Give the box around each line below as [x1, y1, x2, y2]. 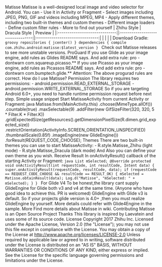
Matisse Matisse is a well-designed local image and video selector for [5, 4, 144, 10]
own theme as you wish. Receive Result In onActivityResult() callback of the [5, 153, 156, 158]
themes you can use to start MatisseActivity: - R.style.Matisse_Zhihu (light [5, 143, 153, 148]
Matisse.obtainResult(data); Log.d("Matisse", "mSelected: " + [5, 176, 135, 181]
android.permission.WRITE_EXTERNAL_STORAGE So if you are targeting [5, 86, 149, 91]
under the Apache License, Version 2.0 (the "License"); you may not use [5, 221, 149, 227]
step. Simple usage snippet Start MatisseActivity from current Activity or [5, 96, 149, 101]
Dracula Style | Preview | [5, 30, 54, 35]
